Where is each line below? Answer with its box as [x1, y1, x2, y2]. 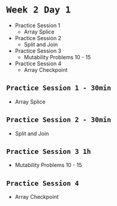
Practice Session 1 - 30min [6, 84, 112, 92]
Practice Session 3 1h [6, 147, 91, 156]
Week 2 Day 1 [6, 4, 71, 16]
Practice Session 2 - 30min [6, 116, 112, 124]
